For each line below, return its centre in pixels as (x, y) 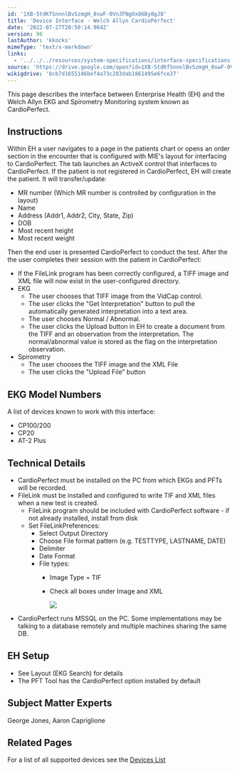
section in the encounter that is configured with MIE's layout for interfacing (117, 156)
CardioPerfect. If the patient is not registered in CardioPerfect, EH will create (119, 171)
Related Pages (40, 742)
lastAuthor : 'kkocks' (39, 41)
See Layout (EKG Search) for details (70, 673)
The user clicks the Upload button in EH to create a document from (127, 327)
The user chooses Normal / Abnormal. (84, 319)
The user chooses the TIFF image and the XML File (103, 364)
